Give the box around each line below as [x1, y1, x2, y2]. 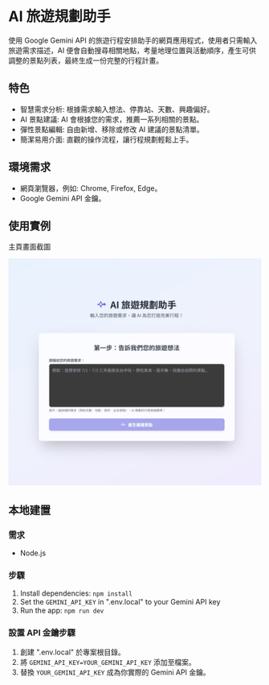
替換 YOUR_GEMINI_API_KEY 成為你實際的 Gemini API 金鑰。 [19, 667, 210, 677]
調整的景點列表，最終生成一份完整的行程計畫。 [8, 56, 163, 65]
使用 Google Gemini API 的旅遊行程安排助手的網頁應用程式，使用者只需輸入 [8, 35, 258, 45]
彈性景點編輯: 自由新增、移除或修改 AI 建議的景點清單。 [19, 124, 205, 134]
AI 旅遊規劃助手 [8, 7, 111, 26]
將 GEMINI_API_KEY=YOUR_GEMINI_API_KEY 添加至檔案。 [19, 657, 197, 666]
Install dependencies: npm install [19, 588, 132, 598]
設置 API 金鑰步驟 [8, 627, 76, 638]
